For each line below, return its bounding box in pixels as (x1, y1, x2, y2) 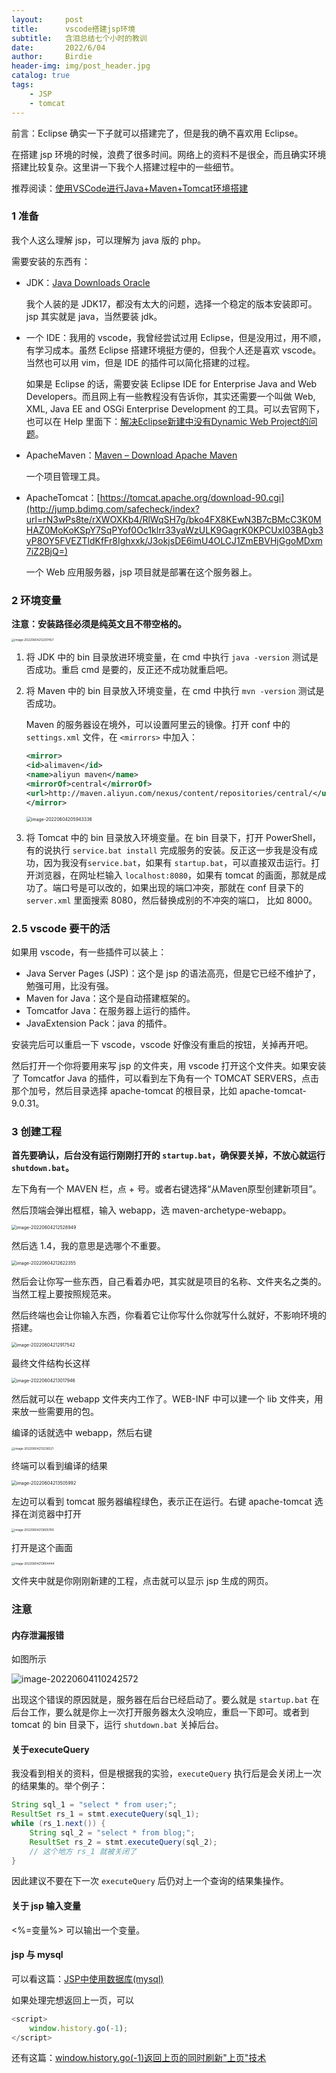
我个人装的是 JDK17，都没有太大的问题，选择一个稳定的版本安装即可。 (25, 297, 318, 310)
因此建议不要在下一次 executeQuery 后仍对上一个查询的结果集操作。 (11, 1875, 289, 1887)
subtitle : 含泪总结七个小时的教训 (11, 33, 148, 43)
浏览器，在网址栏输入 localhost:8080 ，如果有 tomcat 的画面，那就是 (34, 869, 318, 881)
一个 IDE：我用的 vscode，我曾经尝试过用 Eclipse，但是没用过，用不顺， (25, 331, 327, 343)
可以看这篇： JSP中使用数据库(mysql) (11, 1972, 164, 1985)
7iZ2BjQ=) (25, 545, 69, 557)
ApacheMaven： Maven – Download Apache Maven (25, 449, 238, 461)
